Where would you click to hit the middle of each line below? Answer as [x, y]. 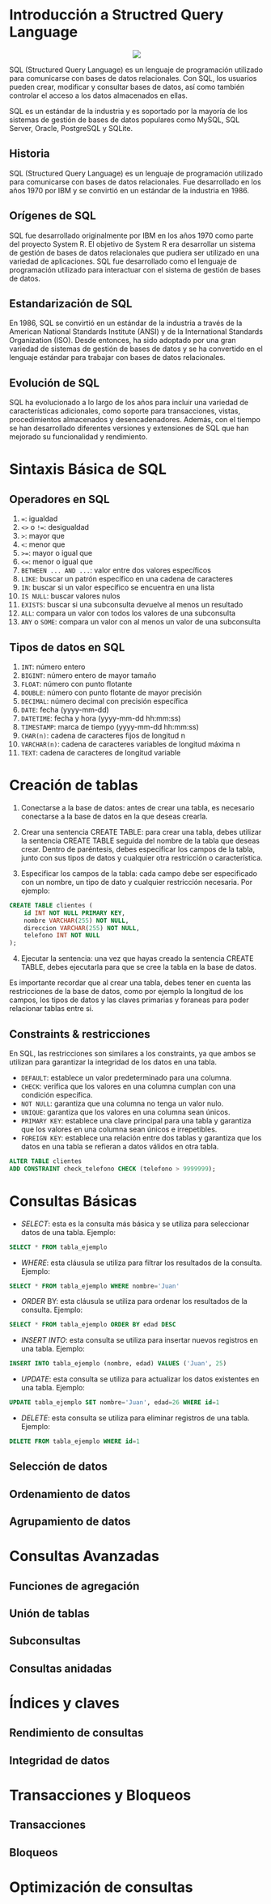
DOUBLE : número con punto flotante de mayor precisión [111, 692]
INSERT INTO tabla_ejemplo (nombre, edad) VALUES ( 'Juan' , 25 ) [118, 1364]
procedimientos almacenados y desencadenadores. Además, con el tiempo [135, 420]
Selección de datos [59, 1467]
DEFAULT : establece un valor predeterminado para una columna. [126, 1078]
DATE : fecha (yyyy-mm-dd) [65, 710]
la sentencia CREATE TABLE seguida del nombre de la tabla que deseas [140, 840]
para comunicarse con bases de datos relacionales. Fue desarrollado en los [135, 182]
